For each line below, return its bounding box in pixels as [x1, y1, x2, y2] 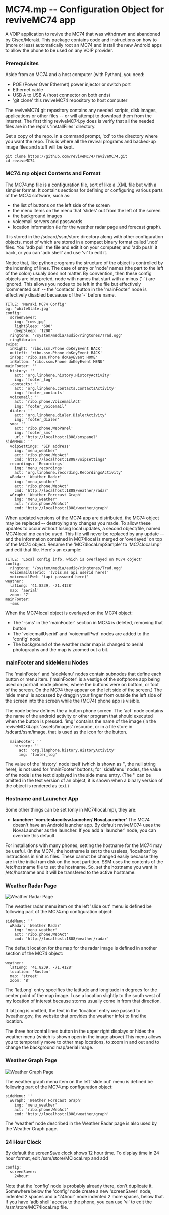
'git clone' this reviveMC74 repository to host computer [12, 97, 128, 103]
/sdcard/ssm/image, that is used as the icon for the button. [5, 729, 128, 735]
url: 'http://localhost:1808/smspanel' [14, 434, 98, 439]
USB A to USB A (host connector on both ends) [12, 92, 111, 98]
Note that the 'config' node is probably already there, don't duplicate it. [5, 1183, 153, 1189]
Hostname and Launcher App [5, 795, 79, 802]
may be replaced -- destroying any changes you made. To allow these [5, 520, 151, 526]
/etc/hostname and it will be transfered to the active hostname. [5, 869, 136, 875]
